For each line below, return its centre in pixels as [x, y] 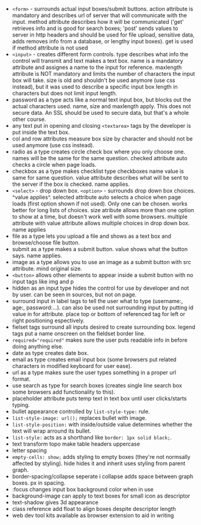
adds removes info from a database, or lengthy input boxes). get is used [102, 41]
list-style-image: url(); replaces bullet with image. [79, 418]
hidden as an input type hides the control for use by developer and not [100, 288]
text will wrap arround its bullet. [51, 431]
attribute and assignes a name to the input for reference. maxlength [97, 67]
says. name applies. [37, 255]
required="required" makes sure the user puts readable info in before [100, 340]
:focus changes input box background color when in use [83, 489]
